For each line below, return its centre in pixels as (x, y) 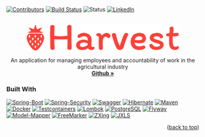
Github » (103, 73)
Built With (21, 89)
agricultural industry (103, 67)
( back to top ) (183, 127)
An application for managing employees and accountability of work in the (103, 60)
